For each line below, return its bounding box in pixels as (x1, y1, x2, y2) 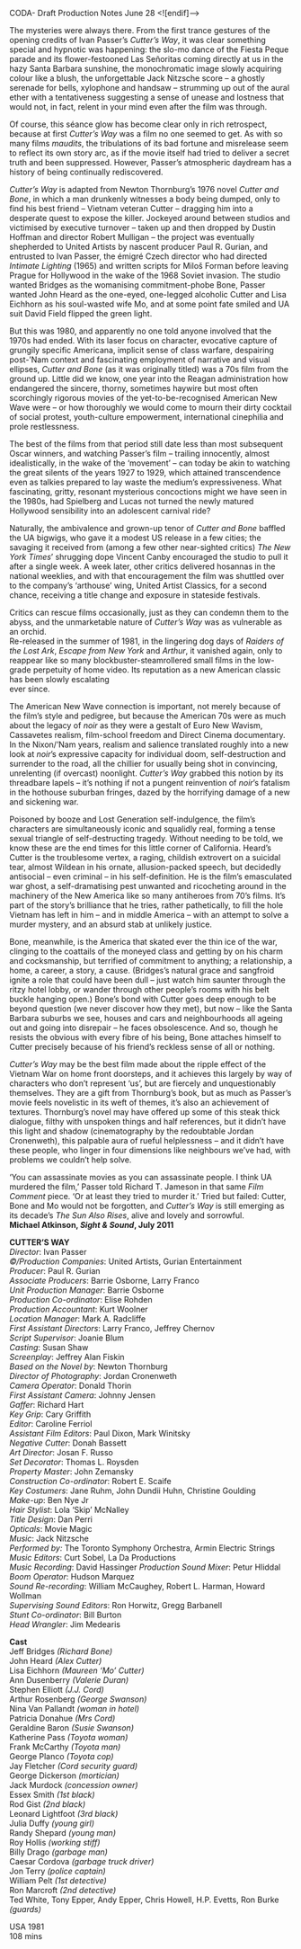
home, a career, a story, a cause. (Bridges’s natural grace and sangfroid (9, 966, 275, 975)
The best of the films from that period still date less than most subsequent (9, 439, 284, 449)
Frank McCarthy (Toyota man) (9, 1741, 121, 1752)
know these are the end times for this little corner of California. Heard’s (9, 842, 272, 853)
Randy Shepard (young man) (9, 1828, 117, 1838)
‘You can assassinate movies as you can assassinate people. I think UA (9, 1172, 272, 1182)
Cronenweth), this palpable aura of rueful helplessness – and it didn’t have (9, 1135, 285, 1145)
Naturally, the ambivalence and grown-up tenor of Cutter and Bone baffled (9, 523, 286, 533)
